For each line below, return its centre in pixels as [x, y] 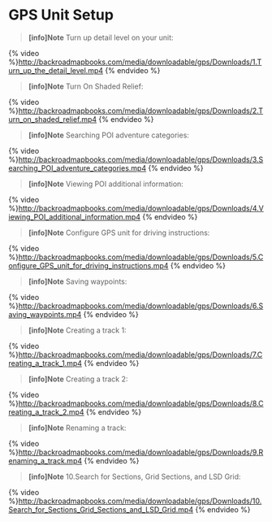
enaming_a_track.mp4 [45, 460]
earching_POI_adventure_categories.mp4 [78, 167]
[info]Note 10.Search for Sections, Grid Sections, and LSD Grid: [134, 476]
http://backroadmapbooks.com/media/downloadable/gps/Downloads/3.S [141, 159]
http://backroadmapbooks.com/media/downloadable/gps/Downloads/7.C [140, 355]
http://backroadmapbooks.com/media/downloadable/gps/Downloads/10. [140, 501]
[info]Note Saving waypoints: [78, 281]
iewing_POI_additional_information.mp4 [74, 216]
